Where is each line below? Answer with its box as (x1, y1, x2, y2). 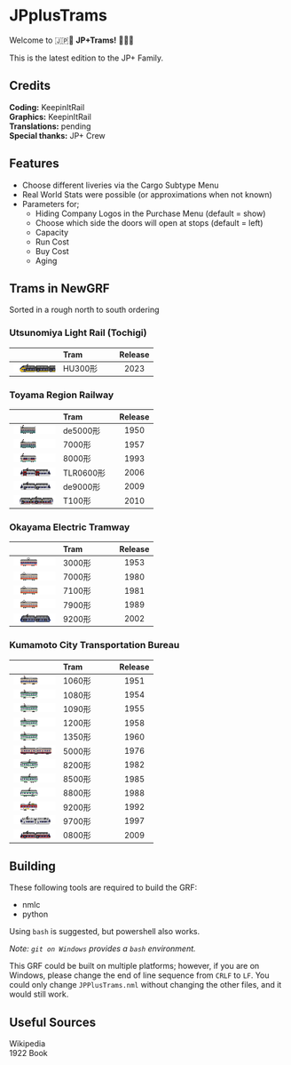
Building (9, 859, 56, 874)
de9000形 (63, 481, 101, 492)
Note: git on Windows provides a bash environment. (9, 943, 197, 954)
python (21, 909, 49, 920)
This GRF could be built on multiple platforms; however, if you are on (9, 961, 260, 972)
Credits (9, 78, 51, 93)
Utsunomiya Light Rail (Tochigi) (9, 326, 147, 339)
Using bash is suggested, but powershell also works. (9, 926, 201, 937)
